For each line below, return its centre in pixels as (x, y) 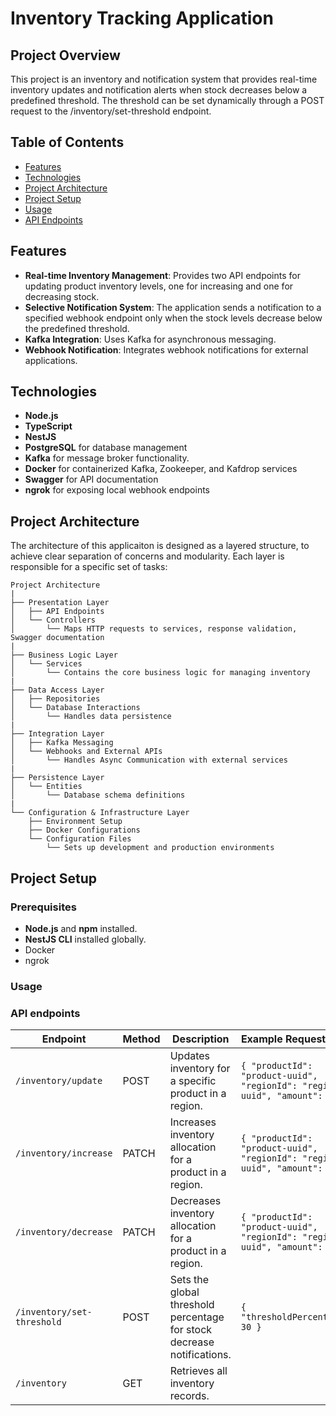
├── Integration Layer (57, 734)
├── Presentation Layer (60, 603)
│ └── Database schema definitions (98, 795)
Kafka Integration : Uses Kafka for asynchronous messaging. (150, 339)
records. (189, 1396)
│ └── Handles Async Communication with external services (149, 760)
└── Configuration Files (80, 839)
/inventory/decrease (64, 1232)
